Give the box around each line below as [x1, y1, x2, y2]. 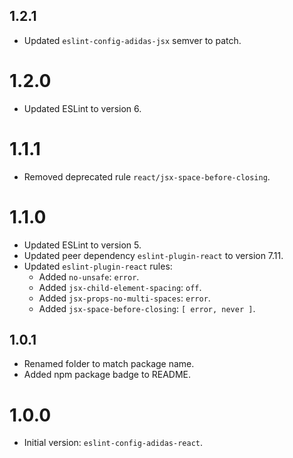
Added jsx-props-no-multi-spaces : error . [38, 292, 211, 304]
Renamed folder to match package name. [23, 358, 195, 370]
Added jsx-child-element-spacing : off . [38, 281, 202, 293]
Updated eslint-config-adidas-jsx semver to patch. [23, 34, 242, 46]
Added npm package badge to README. [23, 369, 192, 381]
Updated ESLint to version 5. [23, 239, 142, 251]
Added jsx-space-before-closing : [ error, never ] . [38, 302, 256, 314]
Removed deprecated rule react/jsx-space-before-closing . [23, 170, 271, 183]
